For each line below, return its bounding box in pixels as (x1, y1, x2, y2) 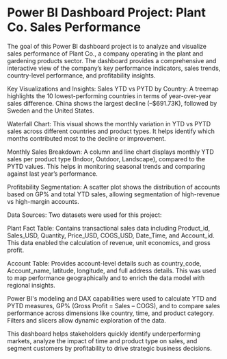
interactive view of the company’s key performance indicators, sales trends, (7, 64, 221, 72)
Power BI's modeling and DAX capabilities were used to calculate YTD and (7, 294, 217, 303)
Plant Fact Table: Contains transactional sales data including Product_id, (7, 224, 211, 232)
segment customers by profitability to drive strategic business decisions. (7, 344, 212, 352)
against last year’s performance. (7, 170, 98, 178)
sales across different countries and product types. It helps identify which (7, 127, 215, 135)
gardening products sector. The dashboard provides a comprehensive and (7, 56, 217, 65)
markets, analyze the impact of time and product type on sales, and (7, 336, 198, 345)
